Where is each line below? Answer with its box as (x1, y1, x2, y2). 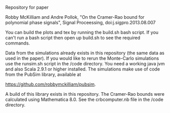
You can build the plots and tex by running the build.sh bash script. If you (5, 29, 159, 35)
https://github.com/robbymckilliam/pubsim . (5, 81, 96, 87)
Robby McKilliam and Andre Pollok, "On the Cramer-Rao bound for (5, 14, 145, 20)
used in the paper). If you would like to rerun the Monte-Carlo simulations (5, 55, 159, 61)
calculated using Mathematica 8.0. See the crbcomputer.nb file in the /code (5, 96, 164, 102)
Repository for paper (5, 5, 49, 10)
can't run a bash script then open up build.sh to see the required (5, 35, 140, 41)
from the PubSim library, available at (5, 71, 81, 78)
